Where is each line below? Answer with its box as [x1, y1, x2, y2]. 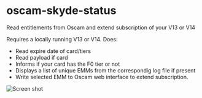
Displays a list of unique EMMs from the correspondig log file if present [15, 66, 196, 74]
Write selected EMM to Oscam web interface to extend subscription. [15, 73, 188, 80]
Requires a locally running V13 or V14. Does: [6, 35, 118, 43]
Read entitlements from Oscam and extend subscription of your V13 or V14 [6, 24, 195, 31]
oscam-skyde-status [6, 4, 117, 18]
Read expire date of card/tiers [15, 47, 91, 55]
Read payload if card [15, 54, 68, 61]
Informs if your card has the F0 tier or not [15, 60, 120, 68]
